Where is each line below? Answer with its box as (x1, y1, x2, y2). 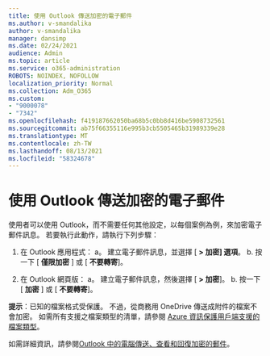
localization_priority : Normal (8, 79, 114, 87)
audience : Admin (8, 49, 63, 57)
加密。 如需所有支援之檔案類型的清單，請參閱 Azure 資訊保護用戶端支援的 (15, 312, 260, 321)
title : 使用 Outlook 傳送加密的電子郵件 (8, 11, 133, 20)
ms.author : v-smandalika (8, 19, 92, 27)
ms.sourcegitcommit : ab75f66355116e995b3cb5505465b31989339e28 (8, 124, 226, 132)
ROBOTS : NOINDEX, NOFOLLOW (8, 72, 99, 80)
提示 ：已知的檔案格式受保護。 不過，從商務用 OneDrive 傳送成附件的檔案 (8, 302, 251, 312)
